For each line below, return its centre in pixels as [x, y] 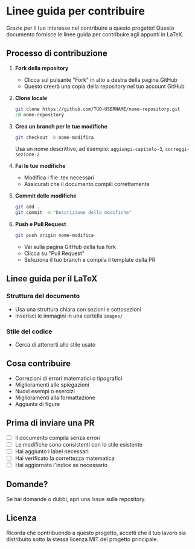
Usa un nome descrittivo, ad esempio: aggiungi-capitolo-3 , [89, 149]
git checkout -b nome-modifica [54, 138]
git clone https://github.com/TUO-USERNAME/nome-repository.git [97, 109]
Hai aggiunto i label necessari [52, 451]
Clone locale [31, 98]
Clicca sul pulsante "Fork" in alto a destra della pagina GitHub [101, 79]
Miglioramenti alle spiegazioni [52, 384]
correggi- [177, 150]
